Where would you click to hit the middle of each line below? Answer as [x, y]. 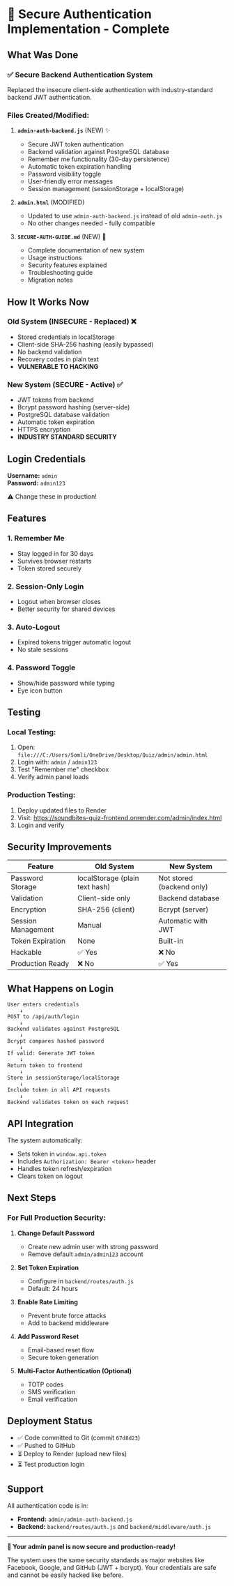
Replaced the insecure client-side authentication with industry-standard [110, 89]
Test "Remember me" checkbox [63, 769]
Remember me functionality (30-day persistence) [99, 159]
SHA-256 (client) [106, 909]
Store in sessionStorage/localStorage [63, 1078]
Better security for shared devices [66, 609]
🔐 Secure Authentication [79, 14]
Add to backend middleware [68, 1323]
